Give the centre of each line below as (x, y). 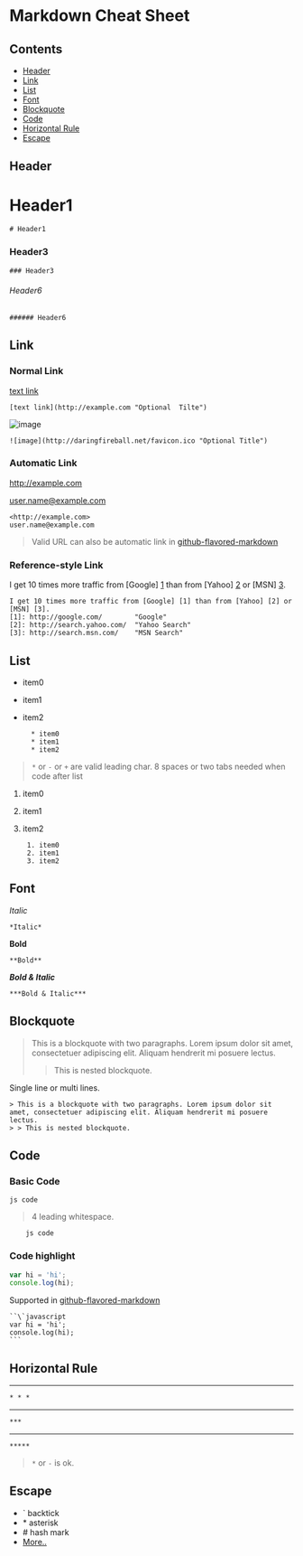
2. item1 (43, 853)
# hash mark (46, 1532)
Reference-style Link (56, 565)
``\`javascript (38, 1317)
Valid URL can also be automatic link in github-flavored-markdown (155, 541)
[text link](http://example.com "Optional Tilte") (108, 408)
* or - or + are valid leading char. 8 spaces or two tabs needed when (158, 766)
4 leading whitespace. (73, 1217)
